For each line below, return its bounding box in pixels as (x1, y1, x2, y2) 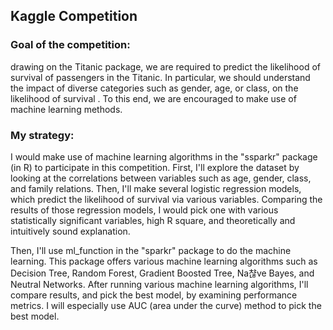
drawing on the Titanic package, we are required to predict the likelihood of (10, 60, 321, 73)
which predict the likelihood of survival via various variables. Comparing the (10, 193, 323, 205)
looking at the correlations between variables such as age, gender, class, (10, 172, 312, 184)
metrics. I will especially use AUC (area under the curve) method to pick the (10, 299, 322, 311)
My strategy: (10, 128, 75, 142)
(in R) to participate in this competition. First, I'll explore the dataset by (10, 161, 300, 173)
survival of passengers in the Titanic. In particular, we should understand (10, 71, 311, 83)
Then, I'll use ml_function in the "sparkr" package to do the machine (10, 244, 292, 256)
